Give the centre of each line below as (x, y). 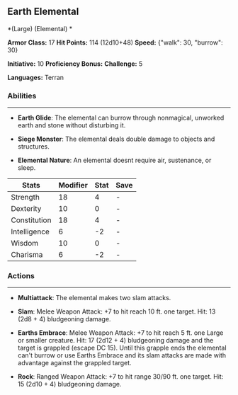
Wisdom (25, 244)
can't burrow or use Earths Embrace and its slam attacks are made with (122, 355)
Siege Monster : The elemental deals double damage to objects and (116, 139)
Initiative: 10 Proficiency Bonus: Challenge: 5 (75, 64)
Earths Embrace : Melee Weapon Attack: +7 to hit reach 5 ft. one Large (120, 333)
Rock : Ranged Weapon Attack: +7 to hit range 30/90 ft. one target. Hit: (120, 377)
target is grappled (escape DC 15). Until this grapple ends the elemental (122, 348)
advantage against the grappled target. (75, 363)
